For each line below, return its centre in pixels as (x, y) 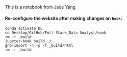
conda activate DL (24, 29)
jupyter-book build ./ (28, 41)
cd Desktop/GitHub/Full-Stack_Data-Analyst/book (56, 33)
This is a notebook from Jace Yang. (41, 7)
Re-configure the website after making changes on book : (64, 18)
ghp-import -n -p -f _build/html (39, 46)
